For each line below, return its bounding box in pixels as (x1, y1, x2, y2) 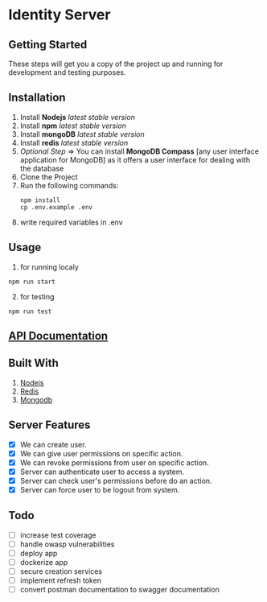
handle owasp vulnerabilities (19, 539, 115, 549)
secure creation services (19, 567, 103, 576)
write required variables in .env (19, 217, 123, 227)
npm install (19, 196, 60, 204)
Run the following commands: (19, 180, 119, 190)
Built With (8, 357, 59, 370)
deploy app (19, 548, 58, 558)
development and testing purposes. (8, 68, 126, 77)
